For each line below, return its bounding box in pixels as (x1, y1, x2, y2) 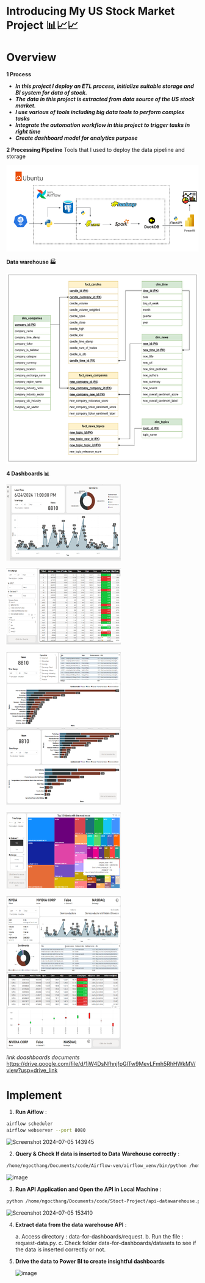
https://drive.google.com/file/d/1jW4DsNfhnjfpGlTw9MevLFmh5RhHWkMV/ (6, 1060, 196, 1068)
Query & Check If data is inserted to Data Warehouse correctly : (15, 1150, 180, 1157)
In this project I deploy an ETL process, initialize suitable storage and (15, 82, 194, 90)
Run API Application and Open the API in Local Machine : (15, 1185, 162, 1193)
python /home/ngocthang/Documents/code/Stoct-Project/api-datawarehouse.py (6, 1198, 203, 1204)
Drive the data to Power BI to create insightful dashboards (15, 1257, 165, 1265)
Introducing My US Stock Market (6, 4, 175, 18)
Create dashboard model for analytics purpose (15, 134, 138, 142)
